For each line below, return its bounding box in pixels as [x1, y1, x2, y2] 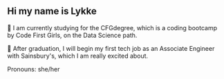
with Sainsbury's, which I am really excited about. [7, 52, 149, 60]
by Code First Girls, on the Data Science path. [7, 31, 138, 39]
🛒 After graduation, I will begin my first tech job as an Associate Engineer [7, 44, 215, 52]
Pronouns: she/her [7, 65, 60, 73]
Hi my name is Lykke [7, 5, 97, 17]
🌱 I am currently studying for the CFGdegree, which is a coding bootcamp [7, 23, 218, 32]
